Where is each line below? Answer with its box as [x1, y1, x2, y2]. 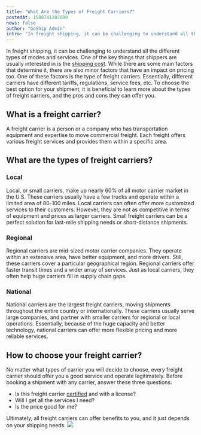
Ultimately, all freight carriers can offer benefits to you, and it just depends [6, 415, 190, 422]
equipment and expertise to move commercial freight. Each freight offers [6, 131, 186, 138]
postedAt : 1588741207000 [6, 14, 68, 20]
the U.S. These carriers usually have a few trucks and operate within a [6, 193, 179, 200]
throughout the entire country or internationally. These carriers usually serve [6, 308, 195, 315]
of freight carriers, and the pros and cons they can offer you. [6, 92, 156, 99]
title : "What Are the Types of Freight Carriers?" [6, 8, 135, 15]
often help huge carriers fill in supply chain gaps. [6, 272, 127, 279]
